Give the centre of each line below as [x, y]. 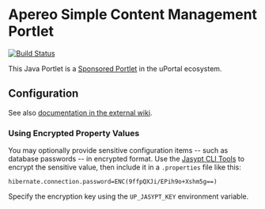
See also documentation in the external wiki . [80, 112]
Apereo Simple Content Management [133, 15]
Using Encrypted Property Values [74, 133]
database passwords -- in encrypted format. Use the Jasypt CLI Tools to [127, 159]
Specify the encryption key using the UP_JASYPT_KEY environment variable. [129, 196]
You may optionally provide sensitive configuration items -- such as [118, 150]
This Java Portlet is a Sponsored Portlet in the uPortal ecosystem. [115, 68]
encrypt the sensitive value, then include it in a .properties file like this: [125, 167]
